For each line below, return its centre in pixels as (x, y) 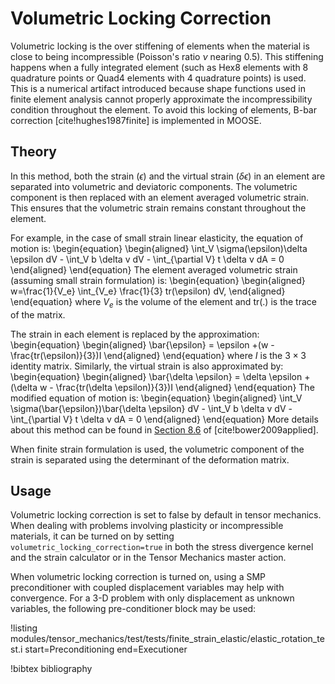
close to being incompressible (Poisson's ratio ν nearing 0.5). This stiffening (167, 56)
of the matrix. (38, 314)
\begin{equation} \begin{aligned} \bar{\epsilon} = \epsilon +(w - (142, 344)
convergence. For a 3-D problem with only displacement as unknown (152, 598)
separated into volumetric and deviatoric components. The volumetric (154, 186)
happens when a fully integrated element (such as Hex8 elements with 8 (159, 67)
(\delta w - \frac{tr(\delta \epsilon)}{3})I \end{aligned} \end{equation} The (162, 387)
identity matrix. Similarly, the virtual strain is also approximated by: (147, 366)
